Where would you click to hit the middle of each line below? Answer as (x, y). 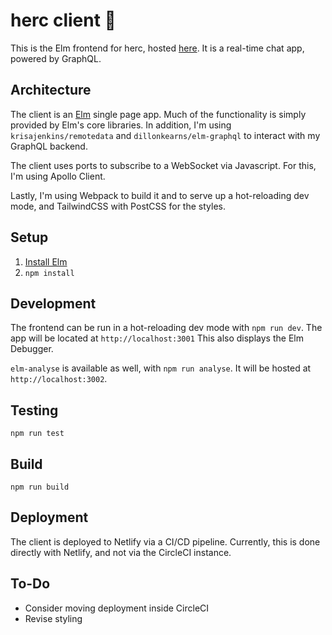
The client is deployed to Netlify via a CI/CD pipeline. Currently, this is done (165, 541)
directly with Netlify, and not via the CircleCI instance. (121, 552)
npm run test (37, 434)
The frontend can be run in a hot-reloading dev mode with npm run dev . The (166, 328)
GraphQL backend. (49, 146)
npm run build (40, 487)
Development (53, 303)
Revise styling (53, 618)
